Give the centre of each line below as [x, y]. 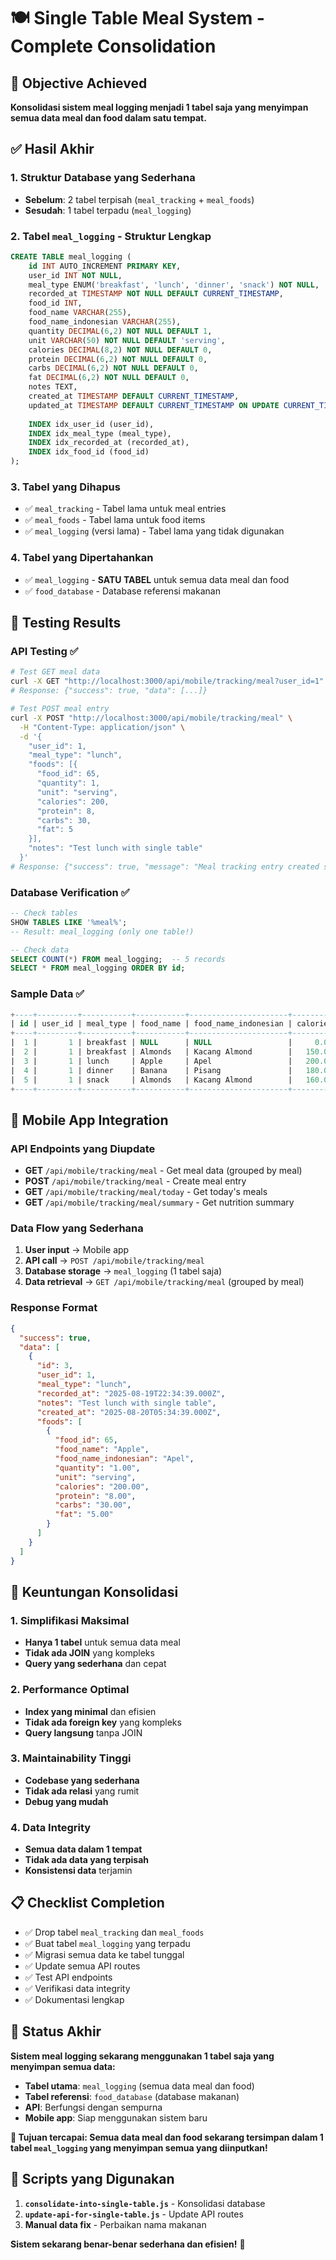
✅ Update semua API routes [82, 1966]
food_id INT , [55, 303]
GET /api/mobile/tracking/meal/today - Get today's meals [146, 1192]
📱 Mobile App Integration [89, 1120]
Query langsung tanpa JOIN [83, 1732]
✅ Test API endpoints [68, 1977]
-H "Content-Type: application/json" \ [102, 727]
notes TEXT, [53, 387]
